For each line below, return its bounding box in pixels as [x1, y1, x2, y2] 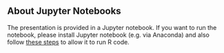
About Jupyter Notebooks [7, 5, 122, 17]
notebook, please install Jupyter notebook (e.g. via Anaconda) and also [7, 31, 210, 39]
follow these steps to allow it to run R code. [7, 37, 130, 46]
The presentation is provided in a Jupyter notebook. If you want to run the [7, 23, 217, 31]
